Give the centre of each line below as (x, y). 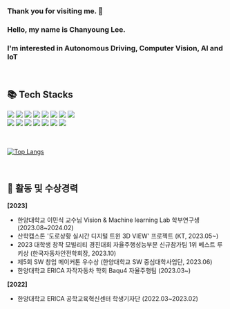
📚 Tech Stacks (40, 94)
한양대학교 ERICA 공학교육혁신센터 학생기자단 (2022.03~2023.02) (108, 298)
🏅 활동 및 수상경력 (42, 188)
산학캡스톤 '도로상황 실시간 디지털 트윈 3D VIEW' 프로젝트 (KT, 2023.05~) (118, 236)
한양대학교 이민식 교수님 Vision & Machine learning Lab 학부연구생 (108, 220)
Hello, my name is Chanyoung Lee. (66, 29)
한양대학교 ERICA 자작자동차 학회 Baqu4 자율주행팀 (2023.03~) (104, 270)
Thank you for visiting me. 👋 (55, 11)
